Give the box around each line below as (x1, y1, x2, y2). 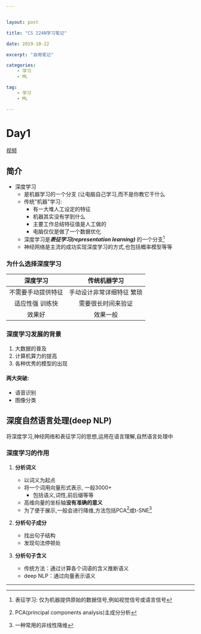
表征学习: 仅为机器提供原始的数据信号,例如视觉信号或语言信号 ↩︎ (14, 596, 172, 603)
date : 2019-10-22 (6, 41, 50, 47)
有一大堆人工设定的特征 (32, 206, 91, 213)
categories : (6, 62, 36, 69)
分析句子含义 (14, 552, 47, 559)
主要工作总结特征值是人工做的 (32, 221, 106, 228)
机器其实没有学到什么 (32, 213, 86, 220)
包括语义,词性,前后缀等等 (32, 491, 94, 498)
